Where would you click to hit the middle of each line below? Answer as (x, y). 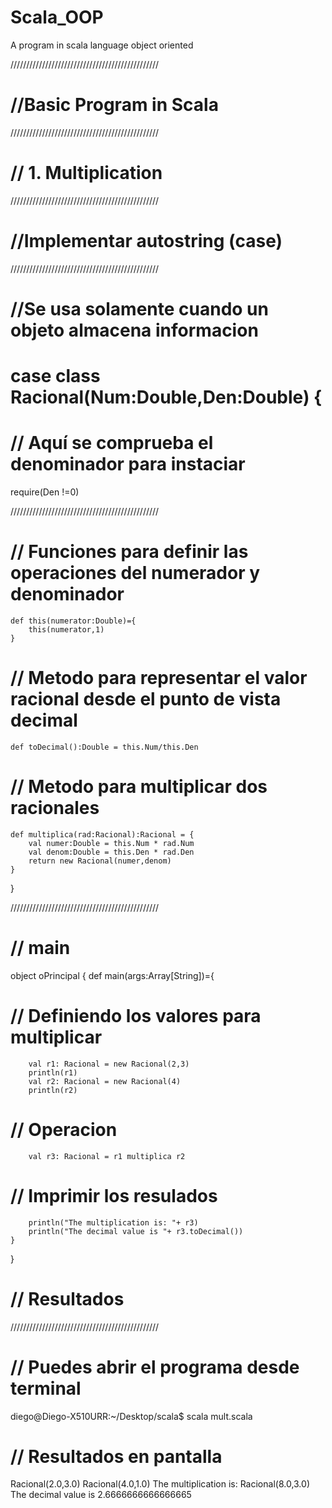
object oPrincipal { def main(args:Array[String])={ (112, 975)
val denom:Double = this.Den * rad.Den (111, 852)
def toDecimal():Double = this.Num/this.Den (104, 747)
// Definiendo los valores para (136, 1016)
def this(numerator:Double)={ (73, 621)
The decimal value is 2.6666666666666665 (101, 1495)
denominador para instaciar (128, 464)
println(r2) (53, 1090)
